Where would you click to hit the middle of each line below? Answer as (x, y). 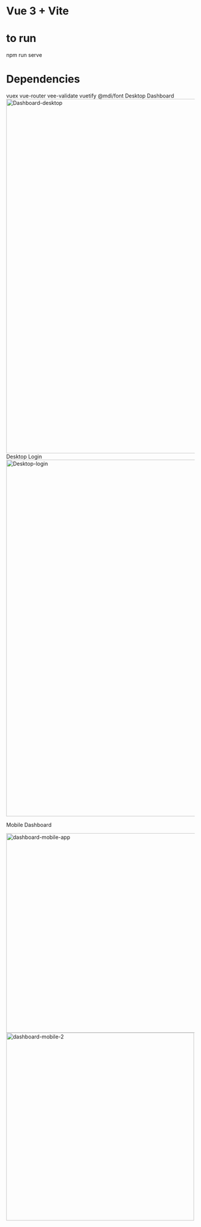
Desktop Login (24, 457)
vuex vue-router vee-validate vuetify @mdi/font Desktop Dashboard (90, 96)
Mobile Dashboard (29, 825)
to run (22, 39)
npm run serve (24, 55)
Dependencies (43, 79)
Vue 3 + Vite (38, 11)
